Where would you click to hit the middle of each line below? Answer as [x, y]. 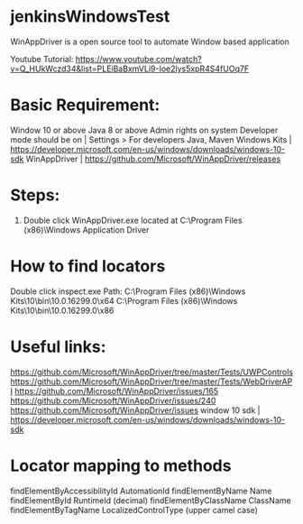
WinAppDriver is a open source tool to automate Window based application [150, 41]
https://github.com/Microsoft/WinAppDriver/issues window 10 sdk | [135, 410]
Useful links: [58, 347]
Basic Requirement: [85, 105]
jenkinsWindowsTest [90, 17]
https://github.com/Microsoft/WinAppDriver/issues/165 [116, 391]
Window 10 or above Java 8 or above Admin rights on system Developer [144, 130]
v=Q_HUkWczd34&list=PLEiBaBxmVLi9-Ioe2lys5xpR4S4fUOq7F [130, 69]
